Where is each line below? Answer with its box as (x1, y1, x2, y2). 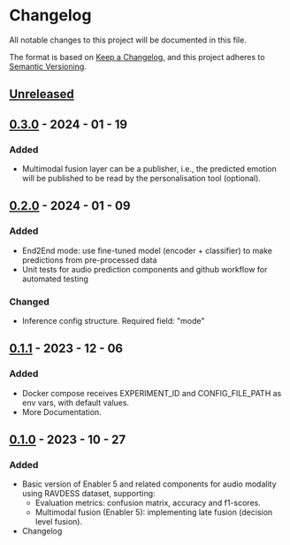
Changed (9, 296, 50, 308)
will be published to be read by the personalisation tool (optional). (21, 173, 261, 184)
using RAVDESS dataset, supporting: (21, 488, 156, 499)
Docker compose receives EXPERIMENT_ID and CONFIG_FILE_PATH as (21, 388, 282, 398)
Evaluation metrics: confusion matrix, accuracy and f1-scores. (34, 497, 261, 509)
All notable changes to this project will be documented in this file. (9, 35, 248, 45)
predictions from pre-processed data (21, 254, 157, 265)
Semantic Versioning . (9, 61, 87, 72)
